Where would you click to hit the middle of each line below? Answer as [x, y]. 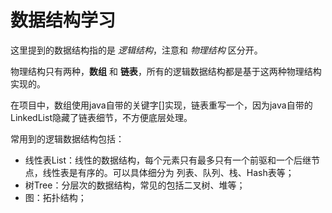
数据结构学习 [63, 20]
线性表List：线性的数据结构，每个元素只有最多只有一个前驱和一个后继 [168, 160]
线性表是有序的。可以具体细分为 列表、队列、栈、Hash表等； [168, 172]
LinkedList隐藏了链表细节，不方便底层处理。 [101, 117]
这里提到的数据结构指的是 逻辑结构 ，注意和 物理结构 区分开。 [136, 50]
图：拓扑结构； [55, 197]
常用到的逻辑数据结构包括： [67, 138]
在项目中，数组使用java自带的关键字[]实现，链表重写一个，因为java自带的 [161, 105]
